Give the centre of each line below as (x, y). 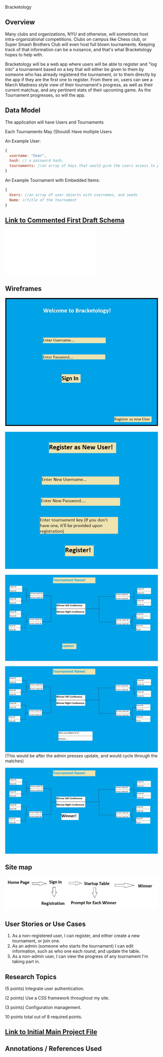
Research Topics (31, 977)
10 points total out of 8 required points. (44, 1017)
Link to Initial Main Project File (51, 1032)
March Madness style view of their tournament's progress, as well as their (79, 85)
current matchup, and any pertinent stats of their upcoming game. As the (78, 90)
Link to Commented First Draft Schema (65, 220)
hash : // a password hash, (37, 161)
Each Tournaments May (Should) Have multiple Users (58, 131)
